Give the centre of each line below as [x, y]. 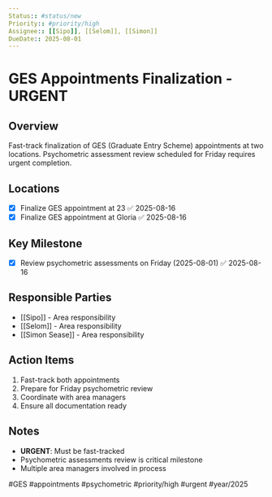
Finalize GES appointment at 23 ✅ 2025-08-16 [98, 208]
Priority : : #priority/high [54, 24]
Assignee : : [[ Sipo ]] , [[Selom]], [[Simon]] [83, 31]
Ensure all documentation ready [73, 405]
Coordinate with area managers [73, 397]
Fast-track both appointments [70, 380]
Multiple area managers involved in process [93, 468]
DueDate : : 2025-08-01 [45, 39]
